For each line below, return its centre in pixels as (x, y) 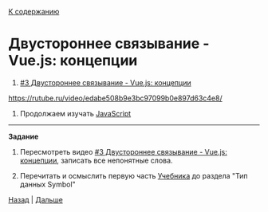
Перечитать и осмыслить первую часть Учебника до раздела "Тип (134, 175)
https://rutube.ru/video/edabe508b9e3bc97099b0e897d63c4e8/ (115, 98)
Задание (24, 136)
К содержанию (34, 12)
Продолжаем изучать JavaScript (75, 113)
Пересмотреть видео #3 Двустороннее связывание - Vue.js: (123, 151)
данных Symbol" (47, 184)
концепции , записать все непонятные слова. (96, 160)
